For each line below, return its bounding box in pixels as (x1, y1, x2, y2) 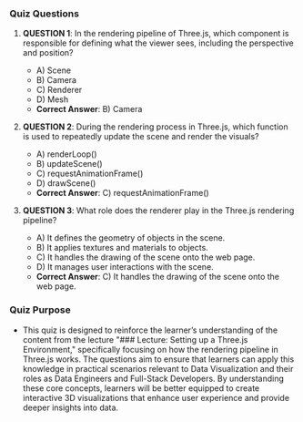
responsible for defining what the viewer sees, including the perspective (22, 37, 294, 48)
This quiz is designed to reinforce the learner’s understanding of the (22, 324, 278, 335)
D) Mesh (35, 94, 69, 105)
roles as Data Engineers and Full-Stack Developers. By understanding (22, 373, 285, 384)
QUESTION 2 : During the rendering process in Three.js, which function (22, 121, 288, 132)
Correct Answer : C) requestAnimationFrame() (35, 188, 209, 199)
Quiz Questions (9, 7, 80, 20)
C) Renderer (35, 85, 83, 96)
